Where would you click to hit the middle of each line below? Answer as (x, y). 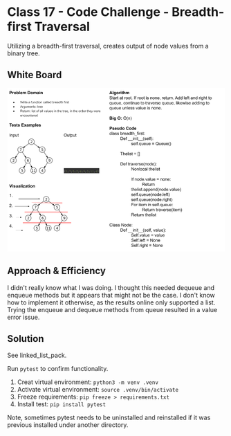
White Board (35, 75)
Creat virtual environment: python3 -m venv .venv (88, 382)
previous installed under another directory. (68, 425)
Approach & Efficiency (56, 271)
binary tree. (24, 53)
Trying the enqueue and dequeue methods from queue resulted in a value (112, 309)
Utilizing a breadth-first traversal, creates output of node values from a (108, 46)
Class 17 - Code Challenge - (88, 12)
